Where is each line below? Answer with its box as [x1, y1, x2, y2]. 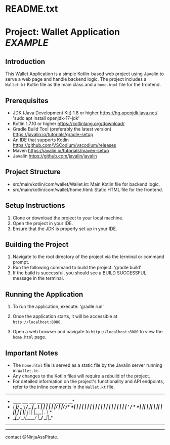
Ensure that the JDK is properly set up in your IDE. [12, 226, 117, 232]
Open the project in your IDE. [12, 220, 73, 226]
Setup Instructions [5, 201, 65, 210]
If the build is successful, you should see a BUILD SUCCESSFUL [12, 270, 147, 276]
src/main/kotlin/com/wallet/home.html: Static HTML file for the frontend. [12, 186, 163, 193]
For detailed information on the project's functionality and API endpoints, [12, 378, 164, 385]
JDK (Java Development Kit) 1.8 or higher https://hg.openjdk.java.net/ [12, 110, 158, 116]
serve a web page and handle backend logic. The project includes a [5, 76, 147, 82]
